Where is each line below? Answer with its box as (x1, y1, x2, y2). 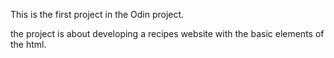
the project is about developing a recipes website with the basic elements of (10, 28, 325, 39)
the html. (10, 39, 47, 50)
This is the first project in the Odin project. (10, 9, 185, 20)
